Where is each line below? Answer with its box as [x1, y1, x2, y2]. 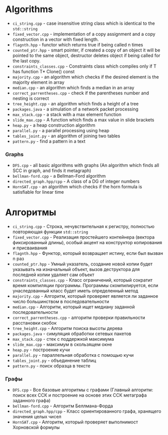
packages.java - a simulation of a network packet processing [12, 106, 139, 112]
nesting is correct [12, 95, 49, 101]
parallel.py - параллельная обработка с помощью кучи [12, 352, 134, 358]
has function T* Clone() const [12, 68, 75, 74]
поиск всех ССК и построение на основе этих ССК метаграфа [12, 392, 147, 398]
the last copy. [12, 58, 41, 64]
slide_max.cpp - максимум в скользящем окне [12, 342, 112, 348]
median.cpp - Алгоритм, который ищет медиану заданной [12, 304, 135, 310]
